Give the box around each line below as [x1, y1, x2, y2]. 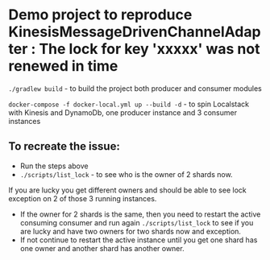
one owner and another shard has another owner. [19, 243, 185, 253]
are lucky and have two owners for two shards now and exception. [19, 226, 242, 236]
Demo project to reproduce [8, 6, 193, 24]
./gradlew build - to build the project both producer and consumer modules [8, 83, 262, 93]
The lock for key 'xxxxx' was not [39, 40, 260, 58]
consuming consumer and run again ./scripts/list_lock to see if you [19, 217, 254, 227]
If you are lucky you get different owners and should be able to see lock [8, 185, 247, 195]
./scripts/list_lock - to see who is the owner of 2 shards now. [19, 169, 233, 179]
